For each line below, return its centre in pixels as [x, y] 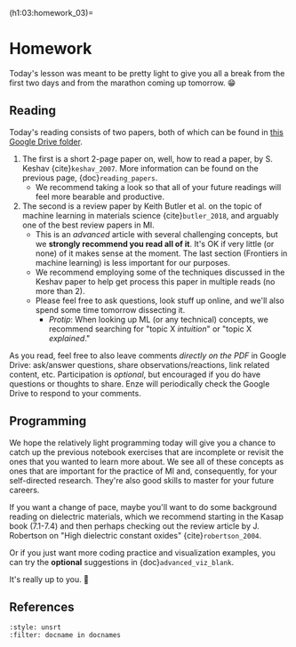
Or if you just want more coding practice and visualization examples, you [142, 552]
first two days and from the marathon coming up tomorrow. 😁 [123, 83]
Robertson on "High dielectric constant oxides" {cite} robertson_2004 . [136, 535]
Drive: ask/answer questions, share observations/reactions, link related [140, 364]
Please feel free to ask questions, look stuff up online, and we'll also [160, 300]
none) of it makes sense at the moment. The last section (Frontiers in [161, 253]
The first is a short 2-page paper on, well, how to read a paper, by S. [147, 158]
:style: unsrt [36, 627]
